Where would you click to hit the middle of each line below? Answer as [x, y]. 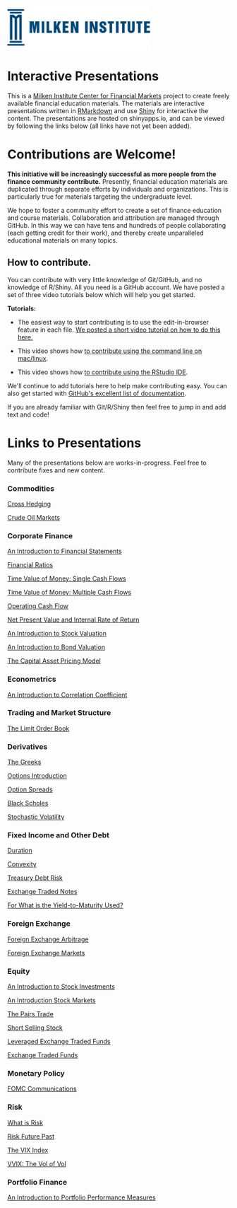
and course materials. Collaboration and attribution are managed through [113, 218]
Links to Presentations [74, 443]
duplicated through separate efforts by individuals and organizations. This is [118, 189]
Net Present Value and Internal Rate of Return [73, 620]
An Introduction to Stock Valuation [57, 634]
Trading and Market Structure [59, 713]
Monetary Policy [36, 1073]
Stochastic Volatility [36, 817]
